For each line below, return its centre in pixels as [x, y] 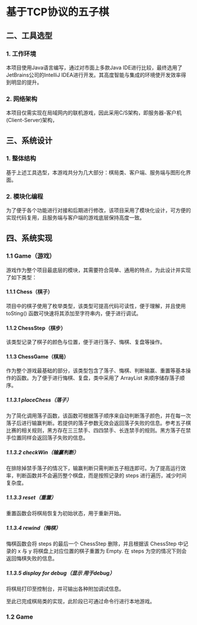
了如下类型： [21, 277]
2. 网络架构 [22, 99]
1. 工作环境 [21, 53]
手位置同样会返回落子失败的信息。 [47, 438]
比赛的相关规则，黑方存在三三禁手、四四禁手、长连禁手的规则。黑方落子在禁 [98, 430]
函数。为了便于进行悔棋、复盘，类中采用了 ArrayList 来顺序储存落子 [98, 378]
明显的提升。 [26, 82]
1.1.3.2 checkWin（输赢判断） [43, 452]
